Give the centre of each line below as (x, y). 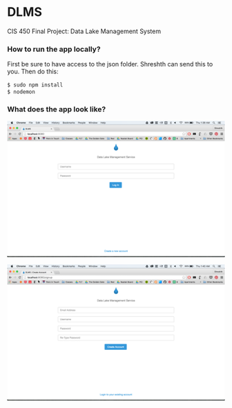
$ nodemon (21, 92)
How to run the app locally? (54, 49)
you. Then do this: (33, 72)
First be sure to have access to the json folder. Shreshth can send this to (110, 64)
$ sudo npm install (35, 85)
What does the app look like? (57, 109)
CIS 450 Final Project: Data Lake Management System (84, 31)
